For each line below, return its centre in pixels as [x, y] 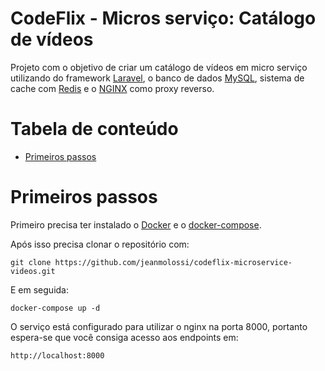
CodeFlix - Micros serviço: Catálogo [163, 18]
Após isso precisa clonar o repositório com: [100, 244]
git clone [31, 262]
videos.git [33, 271]
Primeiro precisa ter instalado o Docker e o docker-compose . [136, 224]
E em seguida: [39, 289]
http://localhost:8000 [57, 355]
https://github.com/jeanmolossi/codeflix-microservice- [173, 262]
